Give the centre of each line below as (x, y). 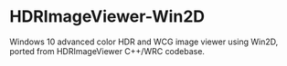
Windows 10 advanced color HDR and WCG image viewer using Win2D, (144, 42)
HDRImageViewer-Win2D (107, 17)
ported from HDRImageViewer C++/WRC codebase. (107, 51)
